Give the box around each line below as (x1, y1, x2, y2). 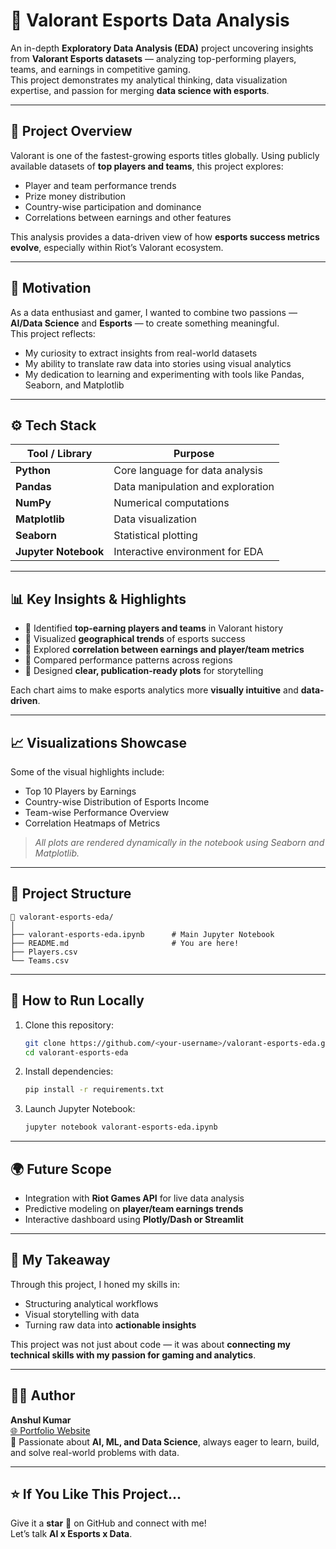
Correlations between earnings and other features (24, 211, 232, 223)
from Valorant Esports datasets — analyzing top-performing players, (10, 52, 297, 64)
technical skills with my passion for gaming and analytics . (10, 1349, 257, 1361)
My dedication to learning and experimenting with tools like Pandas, (24, 368, 305, 380)
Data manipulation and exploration (113, 480, 275, 494)
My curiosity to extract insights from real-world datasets (24, 347, 258, 359)
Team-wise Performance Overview (24, 807, 170, 818)
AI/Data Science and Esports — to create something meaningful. (10, 317, 280, 329)
